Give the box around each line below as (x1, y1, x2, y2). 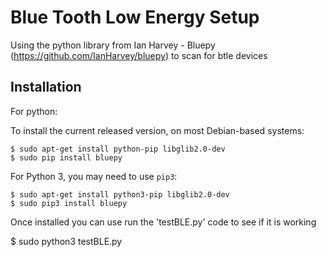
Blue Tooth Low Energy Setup (10, 6, 260, 29)
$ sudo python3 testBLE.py (10, 235, 123, 247)
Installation (10, 79, 82, 96)
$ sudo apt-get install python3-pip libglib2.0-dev (10, 189, 230, 200)
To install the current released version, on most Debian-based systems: (10, 124, 305, 136)
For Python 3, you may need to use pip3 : (10, 170, 178, 182)
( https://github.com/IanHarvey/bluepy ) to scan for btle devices (10, 49, 268, 61)
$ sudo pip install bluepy (10, 152, 123, 163)
